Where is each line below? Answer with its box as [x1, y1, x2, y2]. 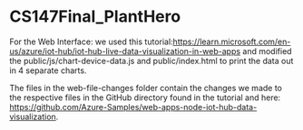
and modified [242, 45, 292, 56]
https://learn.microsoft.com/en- [172, 36, 291, 47]
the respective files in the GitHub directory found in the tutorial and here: [9, 92, 281, 103]
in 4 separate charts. [9, 65, 87, 76]
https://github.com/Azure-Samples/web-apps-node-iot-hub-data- [9, 101, 258, 112]
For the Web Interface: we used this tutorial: [9, 36, 174, 47]
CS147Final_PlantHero [9, 6, 181, 27]
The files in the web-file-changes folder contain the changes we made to [9, 82, 283, 93]
